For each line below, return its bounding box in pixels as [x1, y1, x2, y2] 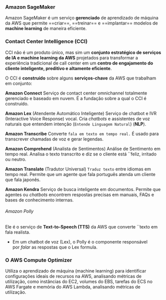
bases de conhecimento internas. [5, 196, 74, 203]
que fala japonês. [5, 176, 41, 182]
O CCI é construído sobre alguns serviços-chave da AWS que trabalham [5, 75, 156, 81]
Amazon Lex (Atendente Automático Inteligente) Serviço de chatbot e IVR [5, 110, 157, 116]
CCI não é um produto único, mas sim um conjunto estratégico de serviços [5, 49, 162, 55]
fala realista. [5, 229, 30, 235]
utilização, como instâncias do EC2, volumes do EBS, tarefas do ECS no [5, 278, 153, 284]
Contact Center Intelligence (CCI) [5, 38, 88, 45]
